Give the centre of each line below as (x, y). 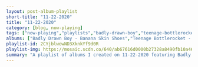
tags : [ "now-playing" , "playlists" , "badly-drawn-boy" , (74, 33)
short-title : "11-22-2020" (39, 17)
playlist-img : (24, 50)
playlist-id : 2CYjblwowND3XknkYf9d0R (52, 44)
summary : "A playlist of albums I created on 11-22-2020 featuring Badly (99, 55)
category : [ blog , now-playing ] (44, 28)
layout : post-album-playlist (42, 11)
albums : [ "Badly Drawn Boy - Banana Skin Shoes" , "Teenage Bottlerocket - (99, 38)
